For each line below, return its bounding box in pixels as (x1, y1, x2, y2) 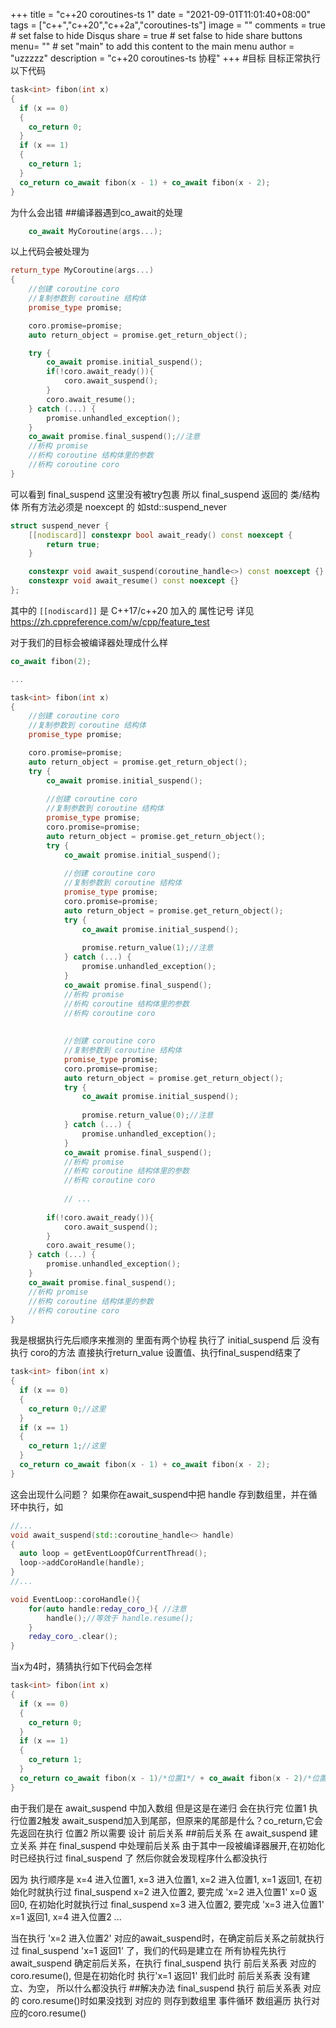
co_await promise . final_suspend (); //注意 (28, 432, 201, 442)
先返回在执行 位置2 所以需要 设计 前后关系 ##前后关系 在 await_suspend (10, 1827, 308, 1839)
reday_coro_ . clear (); (28, 1632, 118, 1642)
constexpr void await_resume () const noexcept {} (28, 576, 240, 586)
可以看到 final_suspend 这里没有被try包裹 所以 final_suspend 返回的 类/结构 (10, 488, 320, 500)
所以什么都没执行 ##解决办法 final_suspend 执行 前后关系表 (56, 1982, 302, 1994)
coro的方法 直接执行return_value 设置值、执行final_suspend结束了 (29, 1347, 302, 1359)
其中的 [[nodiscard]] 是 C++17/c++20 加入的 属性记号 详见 (10, 604, 255, 616)
